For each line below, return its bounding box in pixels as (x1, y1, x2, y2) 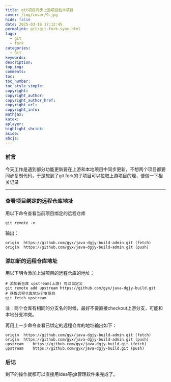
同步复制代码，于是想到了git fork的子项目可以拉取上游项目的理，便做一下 (5, 172, 159, 179)
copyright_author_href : (5, 98, 56, 103)
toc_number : (5, 79, 31, 84)
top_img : (5, 64, 24, 69)
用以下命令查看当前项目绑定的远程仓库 (5, 210, 85, 216)
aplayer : (5, 121, 24, 127)
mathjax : (5, 112, 24, 117)
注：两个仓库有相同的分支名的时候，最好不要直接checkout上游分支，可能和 (5, 305, 163, 312)
